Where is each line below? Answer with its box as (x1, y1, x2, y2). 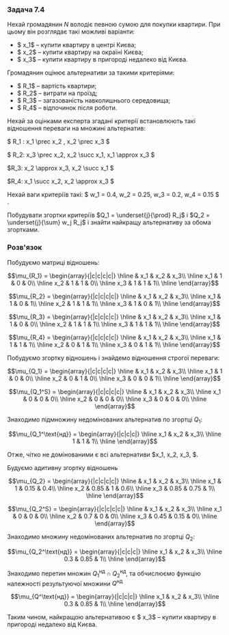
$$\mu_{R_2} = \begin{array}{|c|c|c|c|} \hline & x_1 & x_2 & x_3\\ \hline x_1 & (8, 292, 221, 300)
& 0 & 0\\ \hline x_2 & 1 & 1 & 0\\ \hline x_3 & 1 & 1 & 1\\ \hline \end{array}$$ (10, 278, 219, 287)
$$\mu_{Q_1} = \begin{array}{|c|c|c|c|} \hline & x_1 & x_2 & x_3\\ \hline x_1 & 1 (7, 367, 223, 375)
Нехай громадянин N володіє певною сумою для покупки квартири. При (7, 21, 221, 29)
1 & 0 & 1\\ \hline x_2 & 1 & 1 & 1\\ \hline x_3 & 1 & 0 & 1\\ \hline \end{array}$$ (9, 299, 221, 307)
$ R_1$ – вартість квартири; (16, 82, 97, 90)
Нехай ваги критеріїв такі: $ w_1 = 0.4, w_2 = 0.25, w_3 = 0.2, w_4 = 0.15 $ (7, 190, 220, 199)
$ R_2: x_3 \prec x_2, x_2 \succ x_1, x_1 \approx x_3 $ (7, 151, 155, 159)
